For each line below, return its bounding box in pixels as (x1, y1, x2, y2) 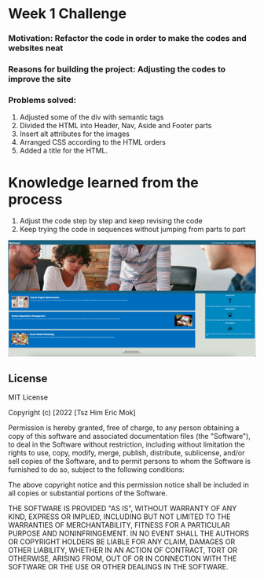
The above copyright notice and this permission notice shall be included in (8, 480, 249, 490)
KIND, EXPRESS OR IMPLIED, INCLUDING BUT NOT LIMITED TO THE (8, 512, 231, 521)
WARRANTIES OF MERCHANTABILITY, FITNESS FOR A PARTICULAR (8, 521, 230, 530)
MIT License (8, 392, 49, 402)
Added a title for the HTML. (19, 146, 108, 156)
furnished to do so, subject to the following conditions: (8, 465, 185, 474)
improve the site (8, 74, 71, 85)
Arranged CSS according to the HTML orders (19, 138, 167, 147)
